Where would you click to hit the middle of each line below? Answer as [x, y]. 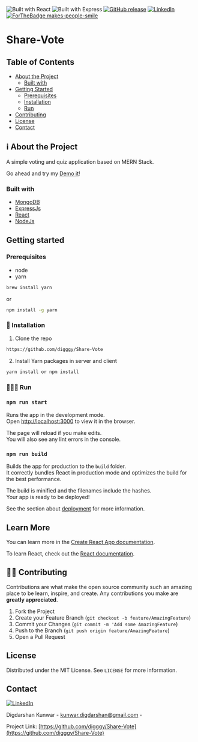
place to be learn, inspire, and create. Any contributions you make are [92, 593]
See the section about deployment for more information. [76, 509]
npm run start [27, 402]
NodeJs [25, 221]
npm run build [27, 454]
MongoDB [27, 202]
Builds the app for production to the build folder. [66, 466]
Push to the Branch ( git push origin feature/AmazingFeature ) [92, 630]
